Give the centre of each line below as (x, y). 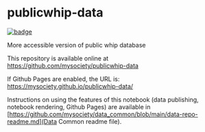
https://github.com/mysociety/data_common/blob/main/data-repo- (104, 114)
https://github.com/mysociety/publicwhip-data (73, 65)
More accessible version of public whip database (76, 45)
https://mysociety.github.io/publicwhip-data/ (70, 86)
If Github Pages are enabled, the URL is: (63, 79)
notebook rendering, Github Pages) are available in (79, 107)
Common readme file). (90, 121)
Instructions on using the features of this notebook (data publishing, (103, 99)
